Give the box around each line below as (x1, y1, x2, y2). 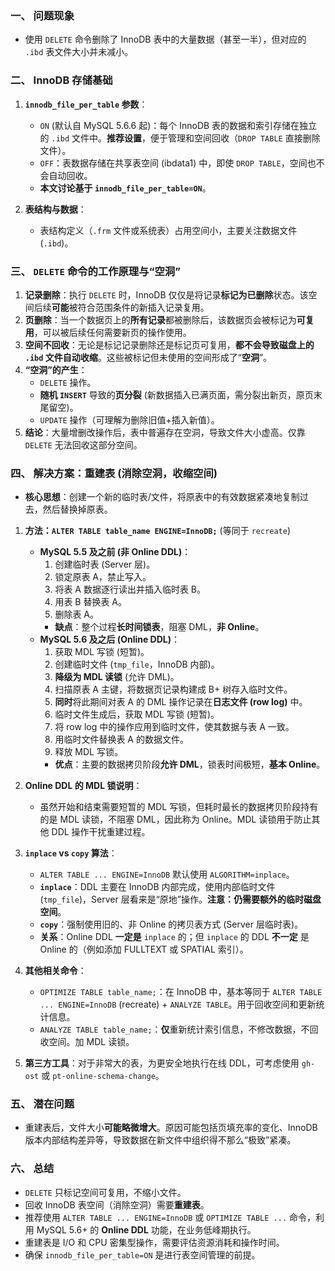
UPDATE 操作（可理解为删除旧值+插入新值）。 (39, 413, 220, 426)
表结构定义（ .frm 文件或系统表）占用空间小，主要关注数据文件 (39, 224, 298, 236)
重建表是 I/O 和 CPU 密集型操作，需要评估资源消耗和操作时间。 (24, 1236, 285, 1248)
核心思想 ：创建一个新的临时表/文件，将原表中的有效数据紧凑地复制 (24, 491, 300, 503)
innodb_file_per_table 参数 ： (24, 98, 148, 110)
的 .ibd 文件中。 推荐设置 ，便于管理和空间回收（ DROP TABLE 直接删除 (39, 132, 321, 144)
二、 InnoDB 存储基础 (10, 73, 113, 87)
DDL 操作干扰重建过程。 (51, 826, 151, 838)
